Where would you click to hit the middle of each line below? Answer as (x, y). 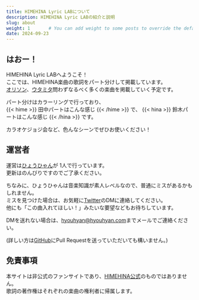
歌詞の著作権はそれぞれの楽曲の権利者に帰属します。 (71, 291)
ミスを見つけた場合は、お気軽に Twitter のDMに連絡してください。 (86, 200)
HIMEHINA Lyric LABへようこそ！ (47, 74)
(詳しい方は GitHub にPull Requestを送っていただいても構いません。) (87, 240)
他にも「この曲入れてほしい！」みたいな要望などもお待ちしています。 (91, 208)
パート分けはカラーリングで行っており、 (55, 102)
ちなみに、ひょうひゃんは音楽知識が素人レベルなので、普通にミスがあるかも (99, 185)
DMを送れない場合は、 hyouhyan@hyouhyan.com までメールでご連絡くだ (95, 220)
